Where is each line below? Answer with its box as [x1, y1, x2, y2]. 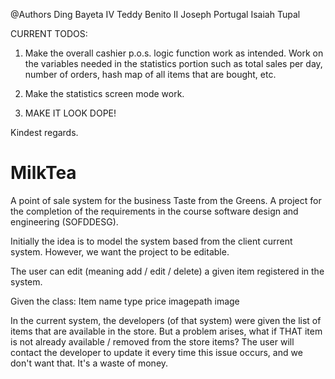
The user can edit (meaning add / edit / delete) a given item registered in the [10, 265, 325, 277]
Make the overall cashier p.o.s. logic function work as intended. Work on [24, 47, 324, 59]
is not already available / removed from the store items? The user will [10, 335, 295, 348]
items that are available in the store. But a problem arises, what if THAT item [10, 325, 323, 337]
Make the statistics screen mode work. [24, 88, 185, 99]
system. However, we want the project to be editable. [10, 245, 230, 258]
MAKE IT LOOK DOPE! [24, 107, 117, 119]
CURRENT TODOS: [10, 28, 88, 39]
